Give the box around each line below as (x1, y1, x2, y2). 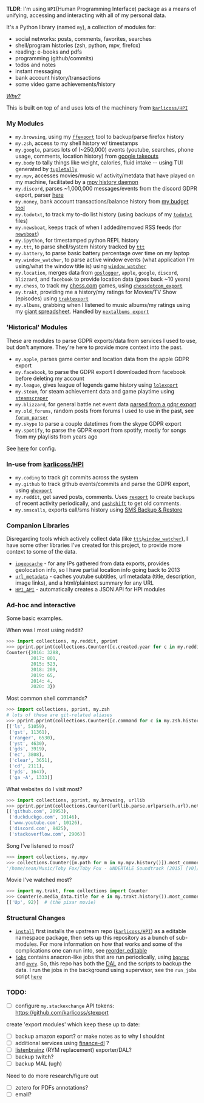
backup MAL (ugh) (15, 1060, 63, 1068)
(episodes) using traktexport (15, 295, 89, 302)
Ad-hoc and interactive (6, 601, 76, 610)
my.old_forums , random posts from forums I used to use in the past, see (15, 407, 194, 414)
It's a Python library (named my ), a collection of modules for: (6, 24, 156, 30)
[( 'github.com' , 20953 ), (6, 808, 69, 815)
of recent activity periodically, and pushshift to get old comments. (15, 499, 181, 507)
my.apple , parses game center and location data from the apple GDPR (15, 355, 189, 362)
